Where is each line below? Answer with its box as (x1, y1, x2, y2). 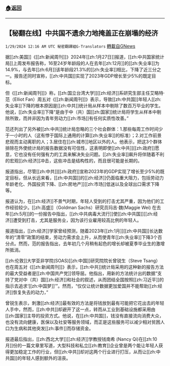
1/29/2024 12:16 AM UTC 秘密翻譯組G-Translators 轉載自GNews (5, 43, 136, 49)
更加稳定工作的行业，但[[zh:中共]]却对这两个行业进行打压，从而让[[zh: (9, 349, 156, 355)
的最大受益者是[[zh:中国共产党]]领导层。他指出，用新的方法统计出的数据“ (5, 270, 158, 276)
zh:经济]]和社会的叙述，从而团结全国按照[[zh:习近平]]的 (48, 277, 164, 283)
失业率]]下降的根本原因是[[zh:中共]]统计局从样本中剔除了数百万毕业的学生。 (5, 103, 163, 109)
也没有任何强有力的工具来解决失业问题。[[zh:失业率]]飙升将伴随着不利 (18, 151, 164, 157)
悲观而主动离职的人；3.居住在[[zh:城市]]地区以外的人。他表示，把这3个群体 (5, 139, 162, 145)
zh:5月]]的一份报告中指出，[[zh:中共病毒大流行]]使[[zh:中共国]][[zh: (13, 211, 153, 217)
